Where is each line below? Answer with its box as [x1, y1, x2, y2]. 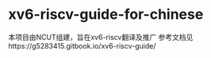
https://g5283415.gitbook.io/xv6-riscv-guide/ [8, 41, 156, 50]
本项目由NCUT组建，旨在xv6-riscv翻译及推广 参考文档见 [8, 32, 194, 42]
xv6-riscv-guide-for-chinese [8, 5, 204, 24]
